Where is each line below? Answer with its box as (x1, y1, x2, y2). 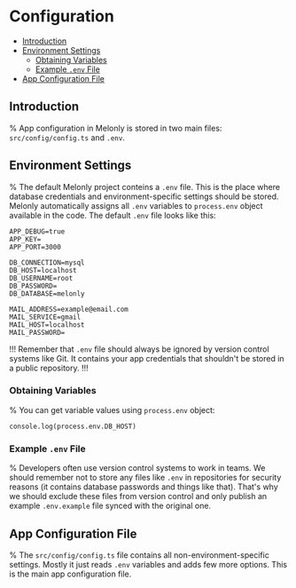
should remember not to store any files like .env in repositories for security (9, 473, 282, 483)
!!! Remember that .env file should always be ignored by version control (9, 344, 269, 354)
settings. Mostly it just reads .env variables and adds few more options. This (9, 559, 288, 569)
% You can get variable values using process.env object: (9, 404, 215, 415)
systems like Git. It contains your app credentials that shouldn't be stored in (9, 353, 285, 363)
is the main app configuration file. (9, 568, 132, 579)
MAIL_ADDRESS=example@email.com (9, 305, 129, 314)
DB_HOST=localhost (9, 266, 77, 274)
